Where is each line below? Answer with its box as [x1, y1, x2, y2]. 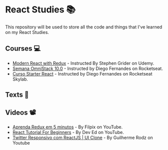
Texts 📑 [5, 90, 29, 99]
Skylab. [12, 76, 29, 82]
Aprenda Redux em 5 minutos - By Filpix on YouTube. [12, 123, 123, 130]
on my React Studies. [5, 29, 49, 35]
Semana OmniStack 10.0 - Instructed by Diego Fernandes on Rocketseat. [12, 65, 163, 71]
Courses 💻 [5, 44, 41, 53]
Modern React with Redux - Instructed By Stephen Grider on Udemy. [12, 60, 154, 66]
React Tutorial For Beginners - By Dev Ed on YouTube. [12, 129, 124, 135]
